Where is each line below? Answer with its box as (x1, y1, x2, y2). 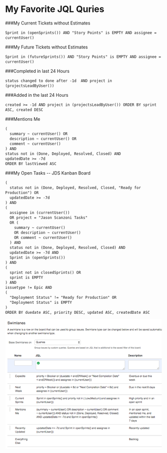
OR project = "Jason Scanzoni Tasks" (9, 215, 88, 220)
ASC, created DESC (5, 107, 43, 112)
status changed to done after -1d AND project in (5, 78, 112, 83)
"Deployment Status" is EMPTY (9, 300, 72, 305)
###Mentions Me (5, 116, 41, 122)
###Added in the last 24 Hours (5, 92, 69, 98)
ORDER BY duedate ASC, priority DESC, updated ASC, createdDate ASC (5, 310, 150, 315)
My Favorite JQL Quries (5, 3, 104, 15)
